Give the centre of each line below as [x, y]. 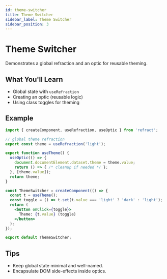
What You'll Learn [34, 79]
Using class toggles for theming [46, 102]
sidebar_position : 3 [27, 24]
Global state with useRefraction [46, 91]
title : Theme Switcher [29, 15]
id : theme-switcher [26, 10]
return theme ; [25, 177]
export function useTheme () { [37, 153]
